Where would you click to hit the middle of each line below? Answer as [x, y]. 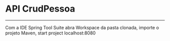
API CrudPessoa [40, 9]
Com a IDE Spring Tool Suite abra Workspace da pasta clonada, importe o [82, 27]
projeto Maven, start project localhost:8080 [51, 33]
